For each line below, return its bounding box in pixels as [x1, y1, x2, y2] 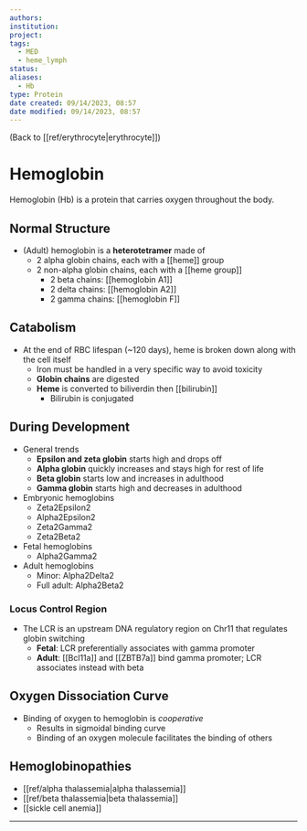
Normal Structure [9, 220, 111, 236]
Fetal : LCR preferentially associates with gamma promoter [36, 642, 256, 654]
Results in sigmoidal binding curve [36, 722, 166, 733]
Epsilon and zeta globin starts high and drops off [36, 453, 222, 464]
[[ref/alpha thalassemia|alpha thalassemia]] [22, 783, 186, 794]
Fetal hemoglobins [22, 540, 93, 551]
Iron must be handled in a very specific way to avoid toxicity [36, 363, 263, 375]
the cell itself [22, 354, 71, 365]
